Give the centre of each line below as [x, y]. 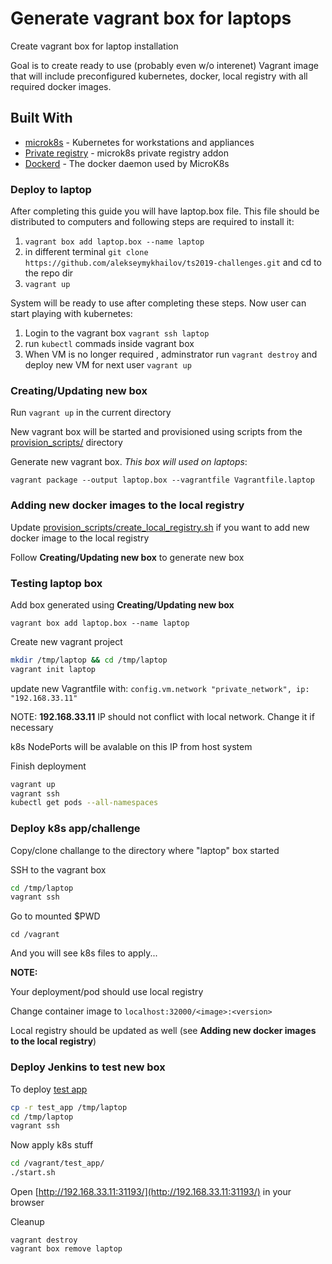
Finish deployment [48, 766]
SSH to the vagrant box [58, 869]
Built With [41, 118]
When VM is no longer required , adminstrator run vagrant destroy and [171, 354]
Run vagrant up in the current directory [91, 413]
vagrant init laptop [53, 669]
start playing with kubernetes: [71, 314]
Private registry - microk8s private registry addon [127, 153]
